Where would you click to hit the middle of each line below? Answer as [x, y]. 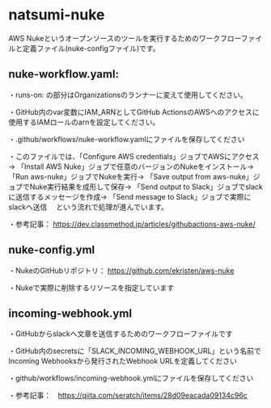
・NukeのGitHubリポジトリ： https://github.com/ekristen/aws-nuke [121, 270]
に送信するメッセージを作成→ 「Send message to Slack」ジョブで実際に [130, 196]
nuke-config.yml [52, 250]
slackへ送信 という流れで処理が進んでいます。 [88, 207]
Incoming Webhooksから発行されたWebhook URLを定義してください [123, 361]
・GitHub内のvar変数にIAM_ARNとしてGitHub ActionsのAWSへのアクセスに [134, 111]
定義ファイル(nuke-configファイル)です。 [91, 48]
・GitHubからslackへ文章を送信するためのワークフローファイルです [121, 334]
